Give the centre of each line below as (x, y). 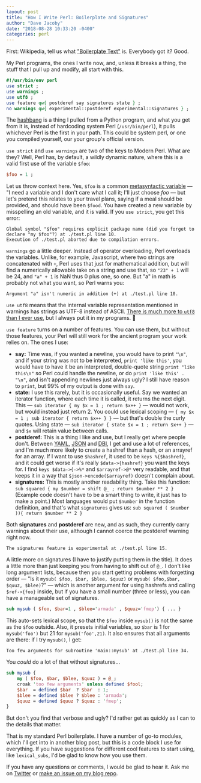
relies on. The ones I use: (37, 342)
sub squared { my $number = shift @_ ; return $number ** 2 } (94, 489)
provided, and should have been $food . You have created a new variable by (99, 205)
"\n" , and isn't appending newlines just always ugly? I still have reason (102, 379)
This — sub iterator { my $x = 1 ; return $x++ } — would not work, (102, 405)
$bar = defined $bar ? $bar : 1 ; (63, 690)
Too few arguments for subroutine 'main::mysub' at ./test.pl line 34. (97, 651)
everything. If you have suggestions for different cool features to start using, (100, 749)
